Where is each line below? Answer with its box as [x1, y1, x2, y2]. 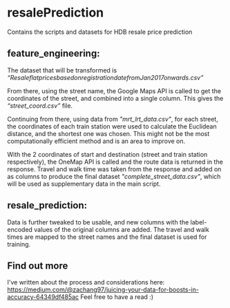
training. [7, 240, 31, 248]
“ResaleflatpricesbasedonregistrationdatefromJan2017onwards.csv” [7, 73, 204, 81]
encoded [7, 225, 33, 233]
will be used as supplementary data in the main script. [7, 180, 161, 188]
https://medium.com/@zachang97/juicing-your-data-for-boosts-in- [7, 285, 199, 294]
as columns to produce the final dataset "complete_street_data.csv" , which [7, 172, 221, 180]
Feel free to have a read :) [80, 293, 154, 301]
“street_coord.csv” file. [7, 102, 73, 110]
